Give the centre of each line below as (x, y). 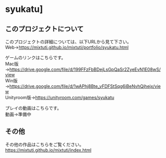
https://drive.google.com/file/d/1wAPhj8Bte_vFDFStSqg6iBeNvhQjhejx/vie (85, 86)
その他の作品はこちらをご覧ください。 (44, 144)
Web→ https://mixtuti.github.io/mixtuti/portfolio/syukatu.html (67, 47)
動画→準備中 (18, 114)
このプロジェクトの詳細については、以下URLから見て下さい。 (68, 42)
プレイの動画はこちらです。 (33, 108)
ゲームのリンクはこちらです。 (35, 58)
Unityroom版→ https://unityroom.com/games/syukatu (60, 97)
